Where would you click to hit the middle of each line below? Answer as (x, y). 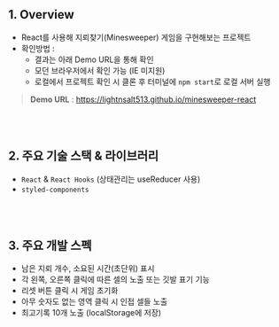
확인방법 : (38, 48)
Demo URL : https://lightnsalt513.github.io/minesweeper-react (143, 99)
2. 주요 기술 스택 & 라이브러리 (84, 156)
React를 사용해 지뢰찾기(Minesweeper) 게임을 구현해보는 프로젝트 (136, 37)
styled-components (55, 190)
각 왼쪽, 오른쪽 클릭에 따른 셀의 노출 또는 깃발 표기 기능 (115, 280)
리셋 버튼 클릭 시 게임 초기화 (70, 291)
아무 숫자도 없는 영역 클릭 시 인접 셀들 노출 (94, 302)
